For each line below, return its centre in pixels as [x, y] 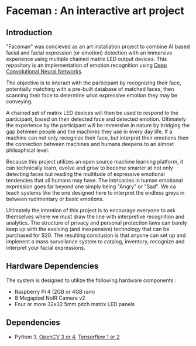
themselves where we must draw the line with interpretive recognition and [95, 216]
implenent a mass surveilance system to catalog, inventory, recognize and [95, 241]
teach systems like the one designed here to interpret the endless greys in [95, 193]
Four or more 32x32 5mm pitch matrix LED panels [75, 304]
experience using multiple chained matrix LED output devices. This [87, 59]
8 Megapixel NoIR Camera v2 [50, 298]
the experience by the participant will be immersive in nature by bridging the [98, 125]
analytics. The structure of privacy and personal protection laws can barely [97, 223]
